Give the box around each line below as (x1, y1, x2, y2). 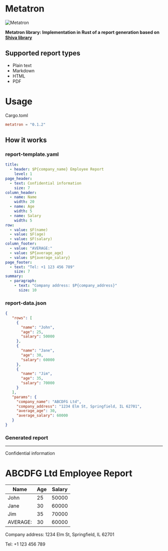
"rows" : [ (11, 315, 32, 320)
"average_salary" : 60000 (16, 413, 68, 418)
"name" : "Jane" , (20, 348, 55, 353)
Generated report (5, 434, 48, 441)
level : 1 (14, 171, 32, 176)
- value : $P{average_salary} (9, 255, 70, 260)
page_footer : (5, 259, 32, 265)
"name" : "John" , (20, 324, 55, 330)
